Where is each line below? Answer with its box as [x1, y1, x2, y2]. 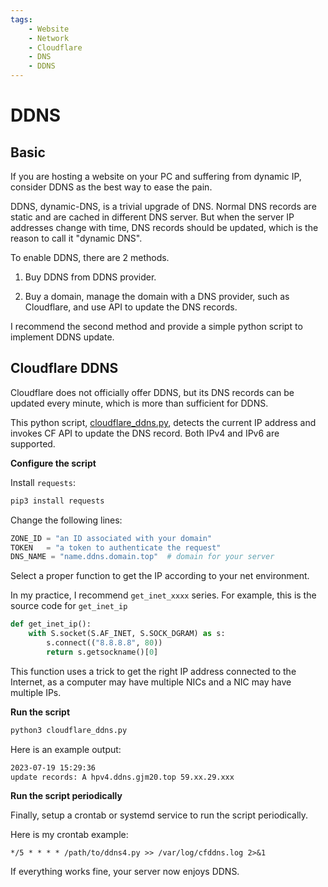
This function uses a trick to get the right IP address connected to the [10, 665, 297, 677]
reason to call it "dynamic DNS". [10, 232, 143, 244]
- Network [28, 33, 70, 43]
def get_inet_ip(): [10, 619, 92, 630]
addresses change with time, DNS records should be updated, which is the [10, 222, 319, 233]
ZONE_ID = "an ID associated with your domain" [10, 533, 213, 543]
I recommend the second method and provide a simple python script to [10, 321, 303, 332]
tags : [10, 14, 33, 25]
